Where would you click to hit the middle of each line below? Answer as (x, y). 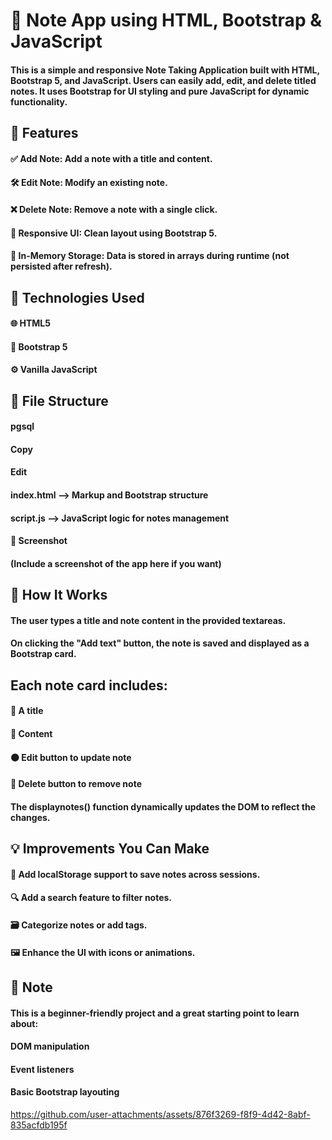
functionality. (39, 101)
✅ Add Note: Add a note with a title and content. (111, 158)
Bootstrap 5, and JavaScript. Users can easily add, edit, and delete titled (163, 80)
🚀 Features (44, 133)
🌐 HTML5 (30, 323)
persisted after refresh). (61, 266)
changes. (30, 817)
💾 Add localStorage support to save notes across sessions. (135, 874)
